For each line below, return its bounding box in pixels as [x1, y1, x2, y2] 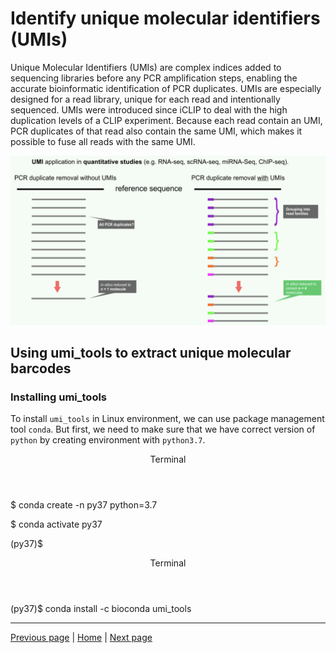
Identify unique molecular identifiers [10, 7, 321, 30]
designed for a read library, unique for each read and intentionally [10, 93, 281, 105]
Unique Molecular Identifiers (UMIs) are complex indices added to [10, 61, 282, 73]
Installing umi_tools [10, 390, 108, 404]
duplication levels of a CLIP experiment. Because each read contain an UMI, [10, 114, 323, 126]
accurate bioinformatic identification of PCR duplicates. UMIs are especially [10, 82, 322, 94]
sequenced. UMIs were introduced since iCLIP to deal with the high [10, 103, 288, 116]
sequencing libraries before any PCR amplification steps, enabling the [10, 72, 298, 84]
